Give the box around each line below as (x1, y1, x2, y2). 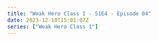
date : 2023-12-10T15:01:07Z (7, 17, 89, 24)
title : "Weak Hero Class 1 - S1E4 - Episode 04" (7, 10, 152, 17)
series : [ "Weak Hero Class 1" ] (7, 23, 99, 30)
